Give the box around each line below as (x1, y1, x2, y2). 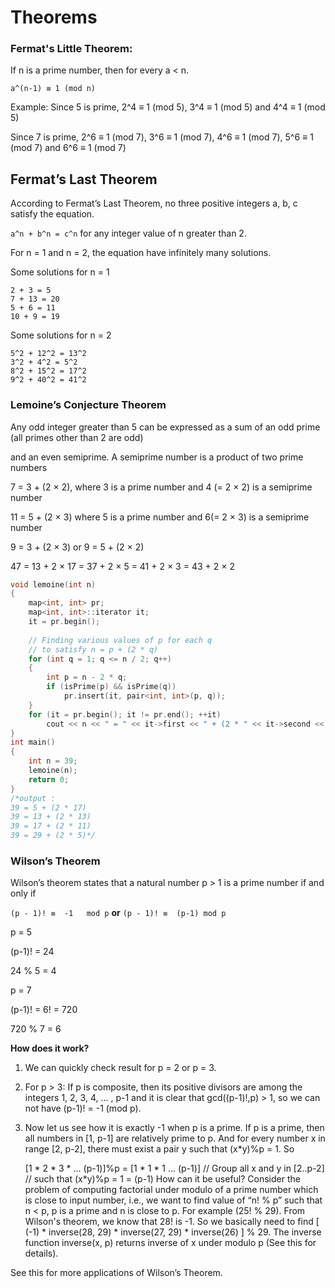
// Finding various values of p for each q (28, 635, 213, 645)
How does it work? (10, 1042, 90, 1055)
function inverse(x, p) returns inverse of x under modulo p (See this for (24, 1237, 317, 1249)
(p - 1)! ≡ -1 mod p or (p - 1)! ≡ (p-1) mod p (10, 907, 227, 919)
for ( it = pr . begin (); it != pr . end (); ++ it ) (28, 709, 222, 720)
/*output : (10, 793, 56, 803)
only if (10, 887, 37, 900)
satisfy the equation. (10, 208, 95, 220)
